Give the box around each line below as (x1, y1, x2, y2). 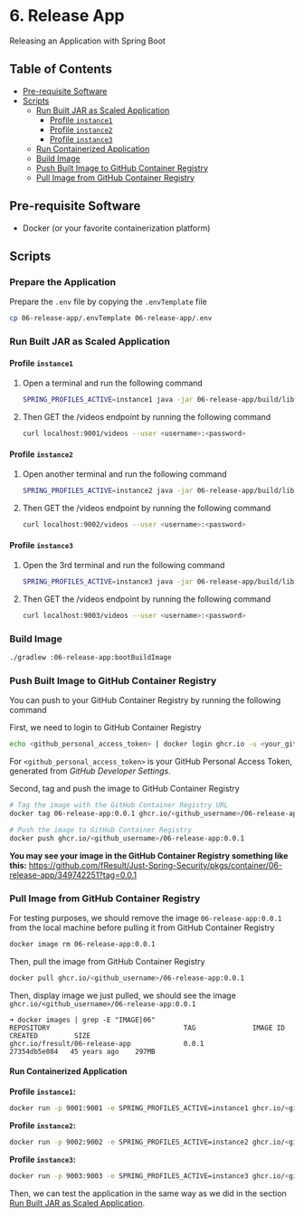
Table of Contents (9, 62, 113, 77)
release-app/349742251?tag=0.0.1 (9, 870, 138, 880)
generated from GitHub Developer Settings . (9, 765, 171, 776)
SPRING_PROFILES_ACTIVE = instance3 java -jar (22, 577, 194, 586)
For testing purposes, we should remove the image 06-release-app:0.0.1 (9, 913, 282, 924)
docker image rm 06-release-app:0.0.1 (9, 940, 156, 949)
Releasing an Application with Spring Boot (9, 35, 166, 46)
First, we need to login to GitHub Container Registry (9, 722, 202, 733)
